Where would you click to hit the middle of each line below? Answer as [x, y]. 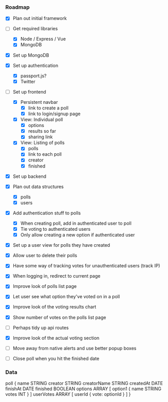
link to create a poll [48, 108]
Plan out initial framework [40, 19]
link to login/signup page [54, 114]
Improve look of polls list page [45, 286]
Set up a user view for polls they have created [61, 245]
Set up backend [30, 176]
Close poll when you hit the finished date [56, 358]
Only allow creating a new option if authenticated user [78, 235]
